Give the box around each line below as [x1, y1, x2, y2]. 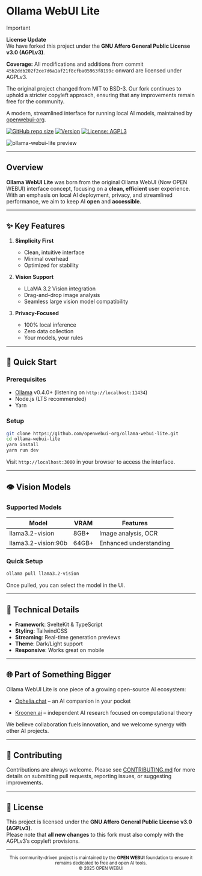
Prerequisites [6, 375, 46, 383]
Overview [6, 162, 44, 173]
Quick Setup [6, 557, 43, 565]
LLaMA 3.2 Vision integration [23, 285, 96, 292]
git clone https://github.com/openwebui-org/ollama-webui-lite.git [6, 430, 179, 436]
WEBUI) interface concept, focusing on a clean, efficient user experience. [6, 185, 191, 192]
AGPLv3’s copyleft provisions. [6, 837, 80, 845]
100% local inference [23, 321, 76, 328]
